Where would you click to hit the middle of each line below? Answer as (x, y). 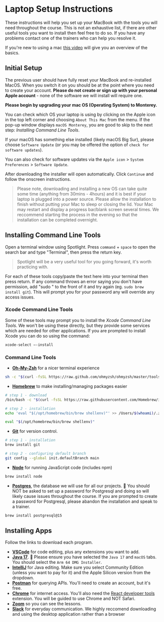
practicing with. (33, 267)
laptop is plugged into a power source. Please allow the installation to (87, 199)
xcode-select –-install (29, 345)
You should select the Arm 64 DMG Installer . (57, 562)
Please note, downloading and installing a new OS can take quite (82, 189)
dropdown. (23, 578)
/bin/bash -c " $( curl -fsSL (34, 400)
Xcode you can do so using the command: (48, 336)
